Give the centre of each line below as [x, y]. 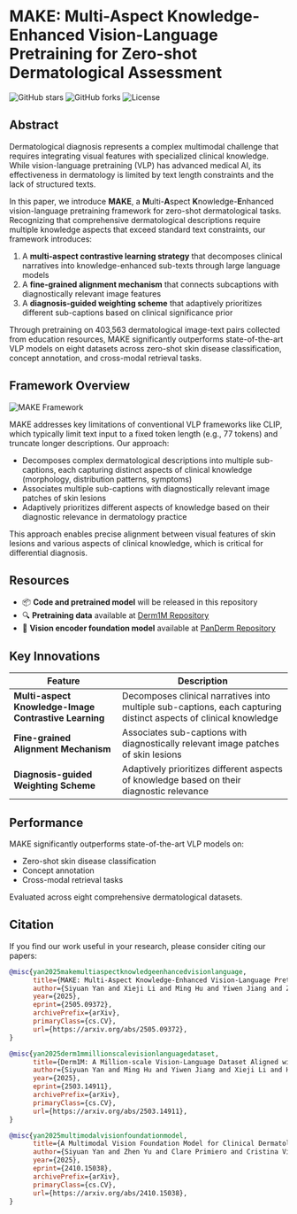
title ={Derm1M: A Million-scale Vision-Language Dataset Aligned [155, 1062]
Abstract [34, 125]
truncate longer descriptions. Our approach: [89, 443]
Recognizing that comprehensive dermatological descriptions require [135, 220]
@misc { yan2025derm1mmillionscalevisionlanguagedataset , [114, 1054]
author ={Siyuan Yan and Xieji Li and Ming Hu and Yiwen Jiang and [157, 988]
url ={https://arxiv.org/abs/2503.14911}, [110, 1111]
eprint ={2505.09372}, [72, 1005]
